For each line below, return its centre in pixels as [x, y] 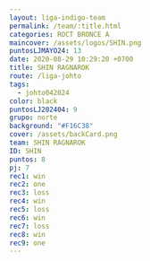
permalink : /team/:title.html [66, 26]
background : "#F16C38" [51, 126]
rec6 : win [28, 217]
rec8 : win [28, 234]
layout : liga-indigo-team [57, 17]
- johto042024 [43, 92]
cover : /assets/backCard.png [63, 135]
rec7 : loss [29, 226]
